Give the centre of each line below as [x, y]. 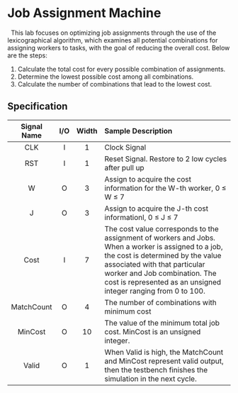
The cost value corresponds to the [162, 228]
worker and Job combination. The [161, 273]
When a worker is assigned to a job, [164, 246]
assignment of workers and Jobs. [160, 238]
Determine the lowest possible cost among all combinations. [106, 77]
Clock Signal [125, 147]
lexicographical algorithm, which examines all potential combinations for [113, 40]
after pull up [124, 167]
